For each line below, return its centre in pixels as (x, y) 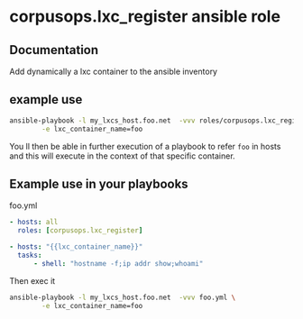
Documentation (54, 50)
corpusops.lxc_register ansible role (145, 17)
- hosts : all (34, 223)
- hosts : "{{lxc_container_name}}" (76, 247)
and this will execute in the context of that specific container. (123, 156)
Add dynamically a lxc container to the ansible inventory (114, 71)
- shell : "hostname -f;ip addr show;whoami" (118, 263)
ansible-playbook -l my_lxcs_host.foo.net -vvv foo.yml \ (123, 297)
